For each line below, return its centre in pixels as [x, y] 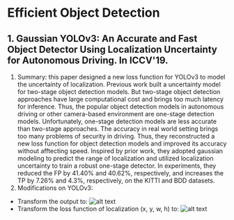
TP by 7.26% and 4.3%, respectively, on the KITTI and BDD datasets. [116, 180]
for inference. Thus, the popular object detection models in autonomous [120, 107]
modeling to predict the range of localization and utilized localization [115, 158]
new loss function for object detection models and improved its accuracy [122, 143]
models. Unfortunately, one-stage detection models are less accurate [117, 121]
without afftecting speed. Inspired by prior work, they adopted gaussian [120, 151]
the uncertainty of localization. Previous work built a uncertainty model [119, 84]
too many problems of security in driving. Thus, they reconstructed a [116, 136]
